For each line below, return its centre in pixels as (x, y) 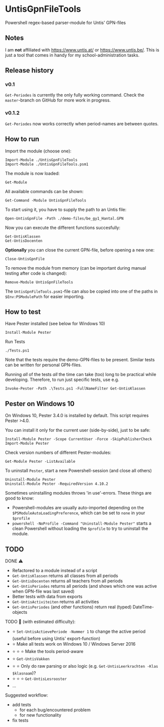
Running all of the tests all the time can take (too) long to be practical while (81, 375)
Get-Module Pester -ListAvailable (40, 462)
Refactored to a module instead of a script (55, 570)
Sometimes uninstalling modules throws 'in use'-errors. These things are (78, 493)
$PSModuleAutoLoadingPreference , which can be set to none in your (79, 513)
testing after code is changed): (36, 273)
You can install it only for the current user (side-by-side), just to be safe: (78, 430)
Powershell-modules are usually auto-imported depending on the (78, 508)
